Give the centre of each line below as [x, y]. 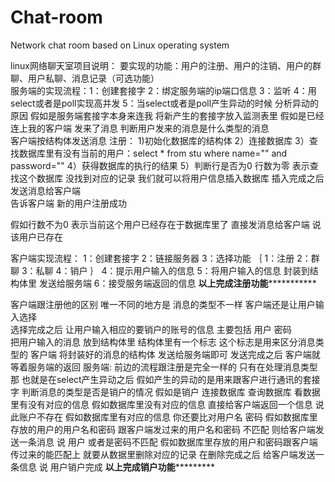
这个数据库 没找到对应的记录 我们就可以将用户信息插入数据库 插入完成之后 [171, 178]
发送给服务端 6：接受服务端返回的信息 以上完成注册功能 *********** [177, 283]
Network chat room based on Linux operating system [120, 45]
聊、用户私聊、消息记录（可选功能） [85, 78]
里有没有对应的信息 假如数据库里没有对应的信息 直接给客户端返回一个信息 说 [167, 404]
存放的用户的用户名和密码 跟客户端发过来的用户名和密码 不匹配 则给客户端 [163, 429]
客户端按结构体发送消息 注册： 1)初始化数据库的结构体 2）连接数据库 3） [160, 140]
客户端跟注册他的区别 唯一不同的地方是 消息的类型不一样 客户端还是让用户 [163, 304]
